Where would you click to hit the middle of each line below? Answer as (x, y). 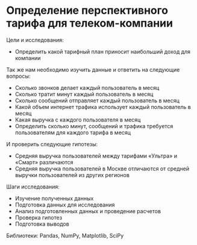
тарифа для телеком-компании (90, 23)
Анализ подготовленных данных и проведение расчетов (88, 211)
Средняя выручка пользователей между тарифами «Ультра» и (96, 156)
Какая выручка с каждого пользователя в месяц (78, 119)
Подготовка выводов (42, 224)
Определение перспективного (87, 11)
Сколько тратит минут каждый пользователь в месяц (84, 94)
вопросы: (18, 76)
